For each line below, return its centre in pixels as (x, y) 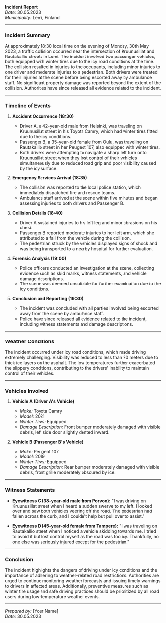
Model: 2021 (32, 416)
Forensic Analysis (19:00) (39, 258)
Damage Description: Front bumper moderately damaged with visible (90, 427)
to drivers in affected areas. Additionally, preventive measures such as (77, 586)
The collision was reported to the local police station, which (80, 187)
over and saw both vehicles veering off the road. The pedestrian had (82, 511)
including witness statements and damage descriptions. (76, 324)
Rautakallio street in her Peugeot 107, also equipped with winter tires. (90, 147)
